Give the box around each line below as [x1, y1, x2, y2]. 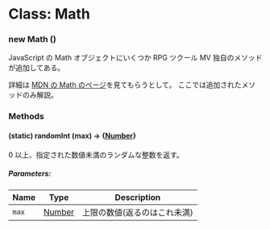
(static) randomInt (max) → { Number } [8, 131, 137, 140]
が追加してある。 [8, 63, 65, 73]
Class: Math [8, 5, 90, 23]
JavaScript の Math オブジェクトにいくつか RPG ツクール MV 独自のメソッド [8, 53, 263, 63]
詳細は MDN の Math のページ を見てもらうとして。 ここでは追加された [8, 80, 242, 90]
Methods [8, 110, 44, 122]
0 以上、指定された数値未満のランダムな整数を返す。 [8, 150, 184, 160]
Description [114, 191, 161, 202]
